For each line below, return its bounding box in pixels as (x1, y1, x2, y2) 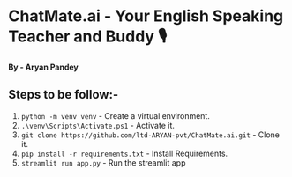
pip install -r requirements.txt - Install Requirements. (20, 148, 228, 159)
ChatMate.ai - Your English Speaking (8, 6, 284, 26)
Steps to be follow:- (8, 87, 119, 102)
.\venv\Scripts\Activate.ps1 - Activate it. (20, 120, 176, 130)
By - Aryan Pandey (8, 62, 79, 72)
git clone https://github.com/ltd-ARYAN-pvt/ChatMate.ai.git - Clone (20, 129, 280, 140)
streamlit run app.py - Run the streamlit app (20, 157, 186, 168)
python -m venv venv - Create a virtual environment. (20, 110, 211, 121)
